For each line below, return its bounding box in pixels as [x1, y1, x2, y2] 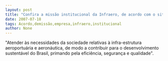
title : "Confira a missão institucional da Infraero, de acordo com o [5, 12, 155, 17]
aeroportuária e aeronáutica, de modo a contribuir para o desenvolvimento [5, 45, 159, 51]
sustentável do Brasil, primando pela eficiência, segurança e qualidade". [5, 50, 154, 56]
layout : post [5, 7, 32, 12]
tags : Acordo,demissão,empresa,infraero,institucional [5, 21, 122, 26]
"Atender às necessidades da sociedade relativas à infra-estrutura [5, 39, 142, 45]
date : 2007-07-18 [5, 16, 41, 21]
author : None [5, 26, 32, 31]
